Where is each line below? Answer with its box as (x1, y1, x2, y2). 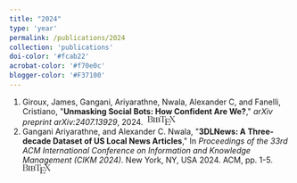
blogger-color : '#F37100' (9, 71, 105, 80)
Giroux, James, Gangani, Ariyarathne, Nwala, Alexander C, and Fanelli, (21, 96, 281, 107)
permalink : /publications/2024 (9, 33, 126, 42)
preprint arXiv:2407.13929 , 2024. (21, 116, 144, 127)
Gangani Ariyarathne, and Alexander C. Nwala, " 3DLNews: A (21, 126, 247, 137)
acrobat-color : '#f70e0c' (9, 62, 105, 71)
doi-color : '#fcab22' (9, 52, 90, 62)
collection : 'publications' (9, 43, 114, 52)
